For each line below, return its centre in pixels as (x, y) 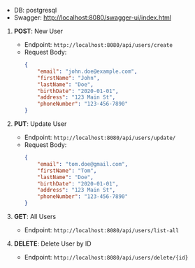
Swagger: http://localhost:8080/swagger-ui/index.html (92, 17)
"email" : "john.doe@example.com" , (87, 71)
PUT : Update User (40, 124)
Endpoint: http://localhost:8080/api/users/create (99, 44)
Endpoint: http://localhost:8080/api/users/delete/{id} (106, 257)
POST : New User (38, 31)
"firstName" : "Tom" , (67, 171)
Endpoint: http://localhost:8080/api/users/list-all (102, 230)
